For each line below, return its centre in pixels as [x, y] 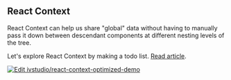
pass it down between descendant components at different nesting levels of [116, 35]
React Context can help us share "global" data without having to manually [112, 28]
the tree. [19, 42]
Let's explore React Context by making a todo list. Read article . [97, 56]
